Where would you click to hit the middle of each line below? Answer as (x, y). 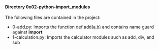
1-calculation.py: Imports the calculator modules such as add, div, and (83, 37)
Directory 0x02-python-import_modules (48, 7)
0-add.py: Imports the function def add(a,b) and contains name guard (83, 27)
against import (27, 32)
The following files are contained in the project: (53, 17)
